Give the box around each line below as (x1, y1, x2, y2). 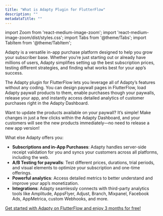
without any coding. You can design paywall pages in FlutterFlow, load (5, 85, 146, 91)
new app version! (5, 125, 40, 131)
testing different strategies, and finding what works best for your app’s (5, 65, 146, 71)
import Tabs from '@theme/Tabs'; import (64, 35, 146, 40)
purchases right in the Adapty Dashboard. (5, 100, 89, 106)
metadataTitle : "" (5, 16, 42, 21)
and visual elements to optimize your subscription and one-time (12, 165, 140, 171)
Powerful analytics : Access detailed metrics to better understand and (12, 175, 153, 181)
